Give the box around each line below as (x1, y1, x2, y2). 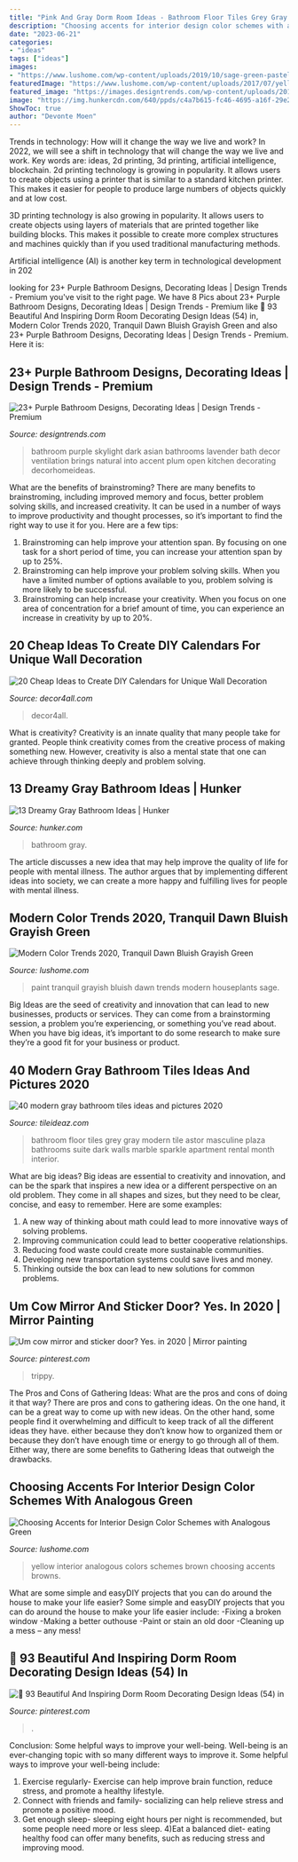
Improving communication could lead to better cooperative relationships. (21, 1235, 288, 1246)
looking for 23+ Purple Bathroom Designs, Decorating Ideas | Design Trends (9, 282, 288, 293)
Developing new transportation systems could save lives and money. (21, 1254, 273, 1265)
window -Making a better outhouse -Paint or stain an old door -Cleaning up (9, 1615, 285, 1626)
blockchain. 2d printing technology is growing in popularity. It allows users (9, 165, 281, 176)
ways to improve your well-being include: (9, 1759, 161, 1770)
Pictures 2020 (9, 1076, 90, 1092)
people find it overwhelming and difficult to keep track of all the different (9, 1416, 274, 1426)
